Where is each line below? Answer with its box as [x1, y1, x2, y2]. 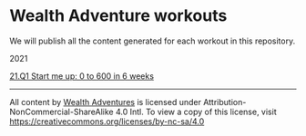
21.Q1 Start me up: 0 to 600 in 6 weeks [9, 70, 155, 82]
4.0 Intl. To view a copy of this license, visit [115, 106, 277, 117]
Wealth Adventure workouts [9, 5, 228, 26]
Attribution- [203, 96, 247, 107]
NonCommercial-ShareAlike [9, 106, 114, 117]
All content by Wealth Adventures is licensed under [9, 96, 202, 107]
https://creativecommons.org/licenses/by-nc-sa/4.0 [9, 115, 205, 127]
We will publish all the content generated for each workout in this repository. [9, 35, 296, 46]
